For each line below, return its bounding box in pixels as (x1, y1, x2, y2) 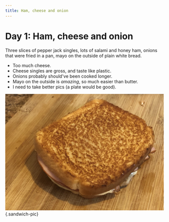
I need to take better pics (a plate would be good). (12, 84, 117, 90)
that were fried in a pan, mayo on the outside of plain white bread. (5, 52, 142, 59)
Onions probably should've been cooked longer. (12, 73, 112, 79)
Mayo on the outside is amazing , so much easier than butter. (12, 78, 138, 84)
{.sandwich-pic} (5, 211, 39, 217)
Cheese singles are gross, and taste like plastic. (12, 68, 112, 74)
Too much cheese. (12, 62, 51, 68)
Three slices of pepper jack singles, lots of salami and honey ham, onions (5, 47, 157, 53)
